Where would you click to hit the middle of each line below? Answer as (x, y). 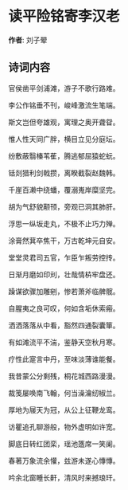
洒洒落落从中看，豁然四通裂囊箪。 (64, 325)
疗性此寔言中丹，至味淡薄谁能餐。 (64, 359)
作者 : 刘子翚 (28, 40)
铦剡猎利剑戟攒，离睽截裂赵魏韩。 (64, 173)
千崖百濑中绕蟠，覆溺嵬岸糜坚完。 (64, 190)
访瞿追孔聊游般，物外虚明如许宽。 (64, 426)
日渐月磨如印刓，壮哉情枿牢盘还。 (64, 274)
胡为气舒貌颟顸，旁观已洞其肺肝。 (64, 206)
